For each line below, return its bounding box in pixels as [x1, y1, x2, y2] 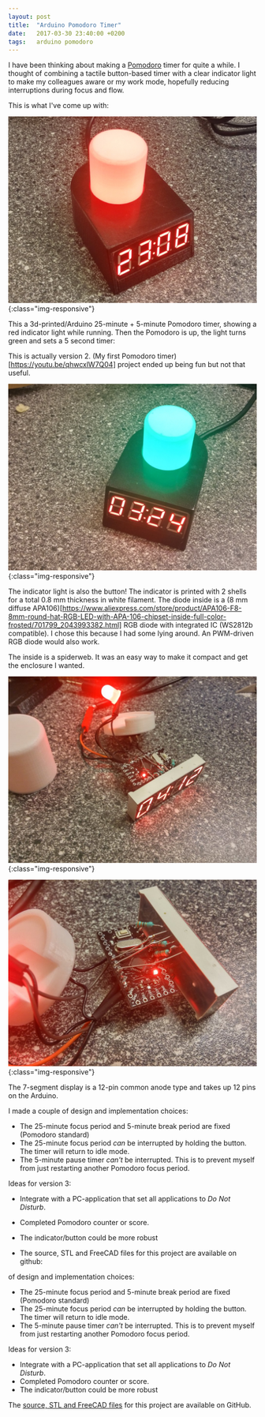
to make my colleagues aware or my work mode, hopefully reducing [8, 77, 230, 87]
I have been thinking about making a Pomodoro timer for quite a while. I [8, 60, 241, 70]
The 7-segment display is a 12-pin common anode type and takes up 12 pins [8, 1082, 256, 1093]
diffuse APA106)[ [8, 604, 63, 613]
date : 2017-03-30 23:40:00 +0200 [8, 29, 125, 37]
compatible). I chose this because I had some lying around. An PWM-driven [8, 628, 254, 639]
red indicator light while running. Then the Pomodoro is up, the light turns [8, 328, 247, 337]
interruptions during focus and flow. [8, 85, 125, 95]
